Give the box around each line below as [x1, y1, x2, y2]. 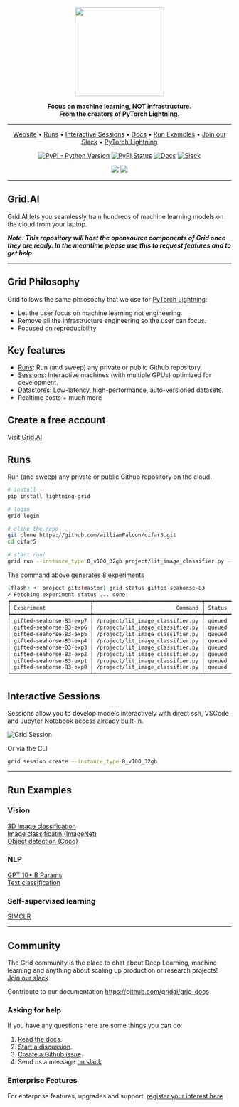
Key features [7, 344, 65, 356]
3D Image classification [7, 822, 76, 830]
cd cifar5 [7, 539, 37, 546]
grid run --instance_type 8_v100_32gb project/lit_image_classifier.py [7, 558, 224, 565]
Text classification [7, 878, 60, 886]
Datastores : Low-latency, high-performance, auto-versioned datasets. [17, 386, 224, 394]
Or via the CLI [7, 744, 48, 753]
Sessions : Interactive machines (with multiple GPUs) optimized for [17, 371, 212, 379]
